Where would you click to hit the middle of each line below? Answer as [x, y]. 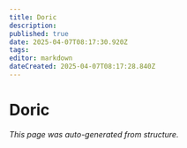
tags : [19, 50]
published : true [39, 33]
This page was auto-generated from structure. [94, 134]
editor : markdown [41, 58]
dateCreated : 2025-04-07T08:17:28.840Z [82, 67]
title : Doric [33, 17]
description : [33, 26]
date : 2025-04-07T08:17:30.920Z [68, 42]
